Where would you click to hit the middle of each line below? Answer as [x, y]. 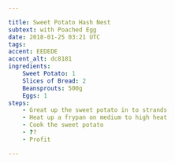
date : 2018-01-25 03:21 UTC [54, 37]
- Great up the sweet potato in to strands [95, 110]
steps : [19, 103]
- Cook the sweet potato [63, 125]
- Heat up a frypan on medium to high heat [95, 118]
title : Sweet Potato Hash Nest [60, 22]
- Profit [37, 139]
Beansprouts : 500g [52, 88]
